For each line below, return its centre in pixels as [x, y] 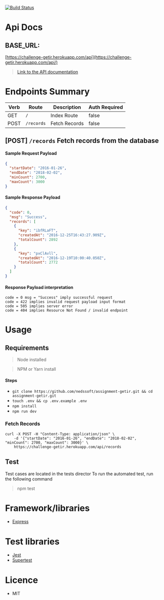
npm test [26, 488]
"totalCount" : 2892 [38, 240]
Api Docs [24, 27]
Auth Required [106, 107]
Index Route [64, 115]
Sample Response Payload [33, 197]
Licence [22, 580]
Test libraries [32, 541]
